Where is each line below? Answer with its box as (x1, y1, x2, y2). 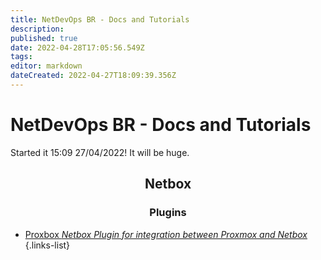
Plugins (149, 206, 187, 220)
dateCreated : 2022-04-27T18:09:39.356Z (10, 71, 177, 81)
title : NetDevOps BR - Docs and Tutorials (10, 14, 190, 25)
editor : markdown (10, 61, 83, 71)
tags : (10, 52, 33, 62)
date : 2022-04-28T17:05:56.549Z (10, 42, 145, 53)
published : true (10, 33, 78, 43)
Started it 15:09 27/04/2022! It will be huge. (10, 146, 190, 158)
